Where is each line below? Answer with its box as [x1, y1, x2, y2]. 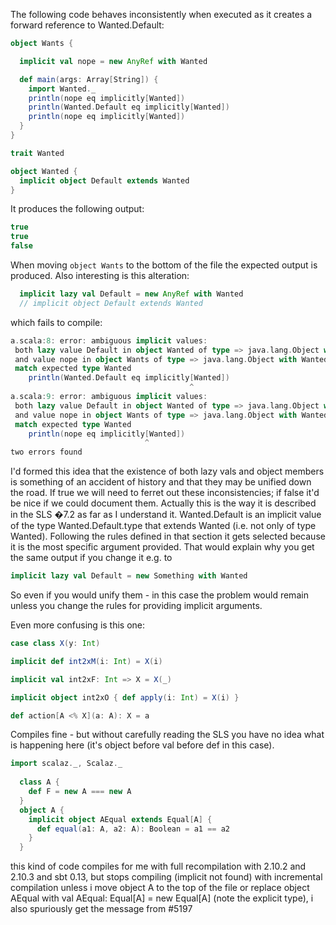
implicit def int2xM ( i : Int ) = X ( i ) [10, 656, 163, 666]
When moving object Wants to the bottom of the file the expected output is [10, 259, 318, 271]
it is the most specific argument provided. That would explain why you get [10, 541, 315, 553]
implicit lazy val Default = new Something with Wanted [10, 571, 248, 581]
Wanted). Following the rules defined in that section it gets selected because [10, 530, 326, 543]
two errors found [10, 447, 83, 458]
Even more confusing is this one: [10, 619, 146, 631]
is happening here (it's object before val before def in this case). [10, 739, 275, 751]
